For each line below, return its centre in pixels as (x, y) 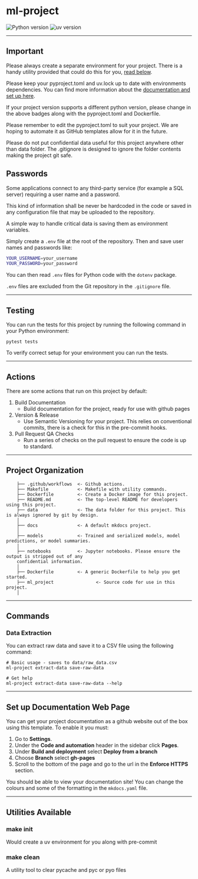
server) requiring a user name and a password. (63, 194)
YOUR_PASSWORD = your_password (42, 264)
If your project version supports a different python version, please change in (99, 107)
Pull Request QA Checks (44, 434)
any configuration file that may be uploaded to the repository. (80, 212)
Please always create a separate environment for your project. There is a (94, 66)
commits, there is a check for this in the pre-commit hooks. (95, 427)
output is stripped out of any (44, 556)
